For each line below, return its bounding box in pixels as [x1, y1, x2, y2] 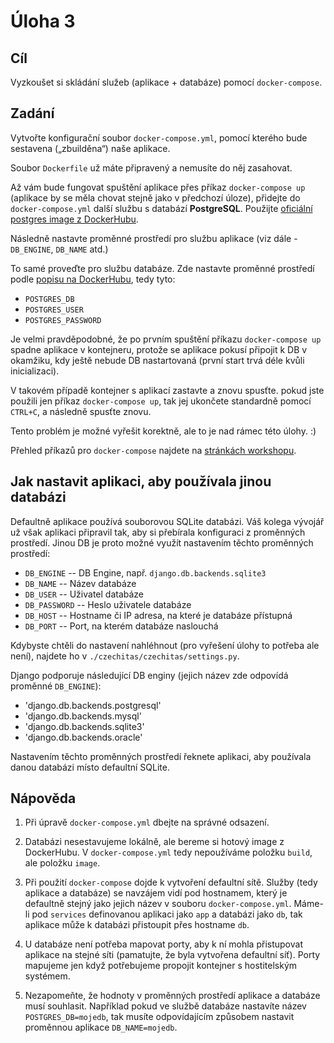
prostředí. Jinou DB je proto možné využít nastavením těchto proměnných [10, 536, 314, 549]
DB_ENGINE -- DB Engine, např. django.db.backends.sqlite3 [24, 566, 267, 579]
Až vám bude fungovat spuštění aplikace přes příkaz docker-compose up [10, 181, 306, 193]
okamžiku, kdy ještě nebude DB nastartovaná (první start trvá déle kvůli [10, 354, 305, 366]
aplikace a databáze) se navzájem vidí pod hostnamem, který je [24, 887, 288, 899]
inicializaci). [10, 365, 60, 377]
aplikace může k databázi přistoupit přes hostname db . [24, 919, 250, 931]
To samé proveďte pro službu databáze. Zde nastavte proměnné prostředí [10, 262, 315, 274]
